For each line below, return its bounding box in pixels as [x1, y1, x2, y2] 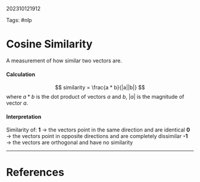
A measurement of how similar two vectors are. [6, 57, 122, 64]
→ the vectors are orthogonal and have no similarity [6, 139, 133, 146]
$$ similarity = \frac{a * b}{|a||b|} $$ [55, 84, 145, 91]
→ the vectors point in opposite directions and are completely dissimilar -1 [6, 133, 188, 140]
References [6, 165, 64, 179]
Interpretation [6, 113, 42, 120]
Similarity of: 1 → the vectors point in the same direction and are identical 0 [6, 126, 190, 133]
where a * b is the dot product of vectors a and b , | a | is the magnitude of [6, 93, 185, 101]
